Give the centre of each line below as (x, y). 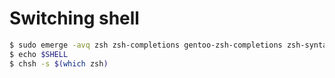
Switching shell (74, 18)
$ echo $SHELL (39, 54)
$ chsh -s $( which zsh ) (59, 63)
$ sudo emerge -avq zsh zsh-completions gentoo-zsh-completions (146, 45)
